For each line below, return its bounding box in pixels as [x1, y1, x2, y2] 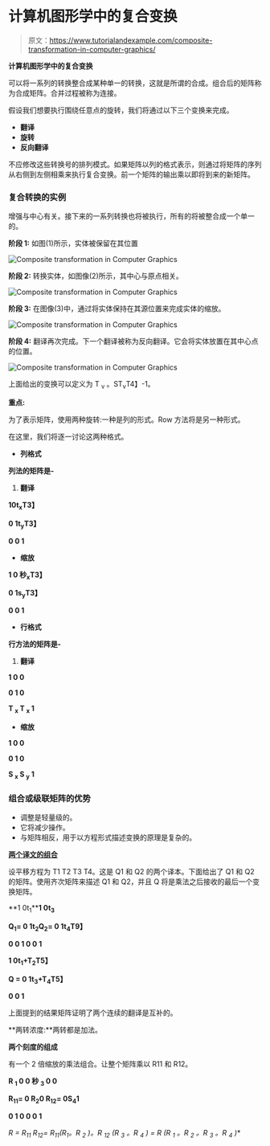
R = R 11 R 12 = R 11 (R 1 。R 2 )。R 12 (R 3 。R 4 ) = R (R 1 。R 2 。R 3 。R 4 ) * [8, 1128, 241, 1140]
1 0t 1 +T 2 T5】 [8, 956, 52, 967]
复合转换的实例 [8, 191, 67, 203]
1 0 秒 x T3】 [8, 570, 47, 581]
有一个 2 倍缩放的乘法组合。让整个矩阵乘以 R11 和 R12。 [8, 1059, 193, 1069]
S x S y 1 [8, 769, 35, 780]
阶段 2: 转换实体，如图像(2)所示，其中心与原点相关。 [8, 271, 183, 281]
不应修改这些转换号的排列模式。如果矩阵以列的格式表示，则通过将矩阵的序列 [8, 159, 262, 169]
